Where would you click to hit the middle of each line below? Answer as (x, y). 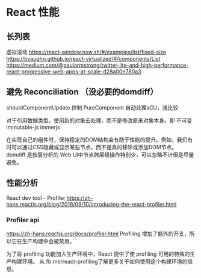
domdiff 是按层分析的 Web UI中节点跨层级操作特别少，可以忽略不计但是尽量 (100, 155)
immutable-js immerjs (33, 127)
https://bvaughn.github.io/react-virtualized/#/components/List (83, 59)
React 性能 (33, 12)
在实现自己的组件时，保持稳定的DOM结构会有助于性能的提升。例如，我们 (97, 140)
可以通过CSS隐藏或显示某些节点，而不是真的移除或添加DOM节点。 (94, 147)
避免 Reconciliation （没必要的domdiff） (82, 92)
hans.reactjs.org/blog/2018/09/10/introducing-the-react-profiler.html (91, 204)
